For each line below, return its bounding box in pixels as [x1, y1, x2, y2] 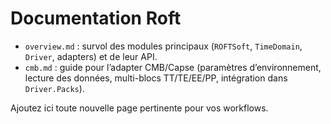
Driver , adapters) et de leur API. [24, 50, 158, 62]
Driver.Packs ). [24, 82, 85, 94]
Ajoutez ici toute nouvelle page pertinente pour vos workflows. [10, 102, 269, 114]
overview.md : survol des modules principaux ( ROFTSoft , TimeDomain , [24, 40, 303, 52]
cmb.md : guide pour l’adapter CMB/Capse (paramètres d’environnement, [24, 61, 322, 73]
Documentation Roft [10, 7, 182, 30]
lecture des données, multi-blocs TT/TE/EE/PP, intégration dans [24, 72, 288, 84]
